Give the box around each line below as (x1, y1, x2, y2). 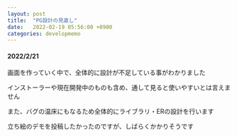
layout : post (7, 10, 46, 18)
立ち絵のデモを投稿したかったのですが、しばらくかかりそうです (7, 122, 194, 131)
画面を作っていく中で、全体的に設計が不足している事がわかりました (7, 68, 206, 77)
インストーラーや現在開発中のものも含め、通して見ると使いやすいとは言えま (7, 83, 231, 92)
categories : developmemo (7, 30, 81, 37)
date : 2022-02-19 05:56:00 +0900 (7, 23, 113, 30)
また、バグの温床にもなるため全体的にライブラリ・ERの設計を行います (7, 107, 214, 116)
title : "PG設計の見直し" (7, 17, 78, 24)
